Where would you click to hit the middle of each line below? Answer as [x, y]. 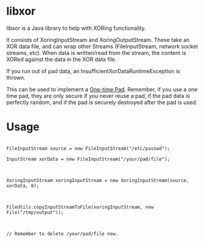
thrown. [16, 77]
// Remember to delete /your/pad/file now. [62, 234]
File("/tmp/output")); [35, 212]
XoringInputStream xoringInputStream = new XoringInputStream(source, [98, 180]
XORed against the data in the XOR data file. [62, 59]
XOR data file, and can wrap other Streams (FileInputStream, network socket [102, 46]
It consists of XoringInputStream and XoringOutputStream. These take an [98, 40]
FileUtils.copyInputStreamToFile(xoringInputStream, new [80, 207]
